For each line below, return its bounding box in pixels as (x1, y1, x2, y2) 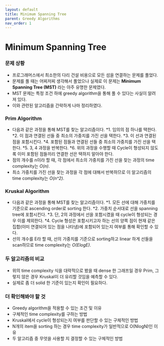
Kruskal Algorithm (5, 188, 50, 194)
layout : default (5, 7, 38, 12)
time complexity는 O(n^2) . (12, 175, 64, 181)
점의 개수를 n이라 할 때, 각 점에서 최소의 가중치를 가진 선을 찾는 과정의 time (12, 157, 155, 163)
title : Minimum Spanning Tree (5, 12, 67, 17)
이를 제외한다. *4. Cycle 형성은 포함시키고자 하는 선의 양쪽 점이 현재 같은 (17, 218, 156, 224)
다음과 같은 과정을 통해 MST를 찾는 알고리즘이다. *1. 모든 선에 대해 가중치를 (12, 199, 155, 205)
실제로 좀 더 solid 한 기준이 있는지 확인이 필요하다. (12, 280, 108, 286)
